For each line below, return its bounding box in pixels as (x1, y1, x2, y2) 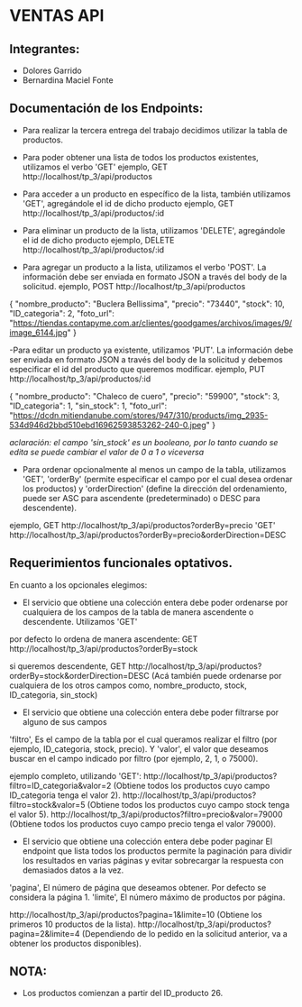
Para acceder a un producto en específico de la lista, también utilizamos (22, 188, 291, 199)
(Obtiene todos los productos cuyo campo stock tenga (87, 799, 290, 810)
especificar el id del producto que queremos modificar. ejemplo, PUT (9, 363, 266, 374)
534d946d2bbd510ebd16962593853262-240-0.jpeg (9, 419, 207, 430)
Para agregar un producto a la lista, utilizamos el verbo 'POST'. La (22, 261, 267, 272)
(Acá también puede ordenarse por (151, 670, 282, 681)
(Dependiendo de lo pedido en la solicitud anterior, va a (81, 928, 288, 938)
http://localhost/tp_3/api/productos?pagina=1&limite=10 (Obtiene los (9, 909, 263, 920)
